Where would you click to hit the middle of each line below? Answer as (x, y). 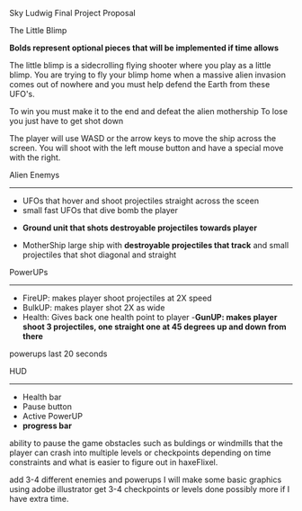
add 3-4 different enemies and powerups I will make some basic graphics (146, 480)
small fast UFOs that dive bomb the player (100, 210)
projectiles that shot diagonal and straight (99, 255)
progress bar (47, 426)
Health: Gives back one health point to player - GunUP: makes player (150, 317)
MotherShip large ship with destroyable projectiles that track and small (155, 245)
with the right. (35, 157)
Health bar (42, 397)
